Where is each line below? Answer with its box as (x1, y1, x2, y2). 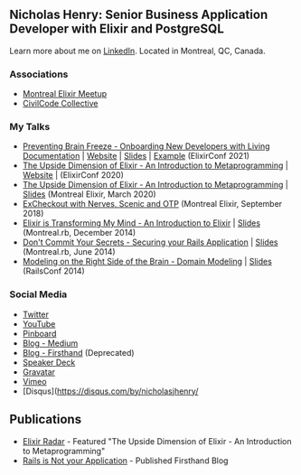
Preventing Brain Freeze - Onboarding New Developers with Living (22, 141, 270, 152)
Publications (9, 412, 82, 427)
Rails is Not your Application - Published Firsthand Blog (22, 455, 229, 466)
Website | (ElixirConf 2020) (22, 170, 125, 181)
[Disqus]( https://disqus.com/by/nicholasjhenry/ (22, 386, 199, 396)
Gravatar (22, 366, 56, 377)
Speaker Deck (22, 357, 76, 368)
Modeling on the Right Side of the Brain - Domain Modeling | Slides (22, 256, 273, 267)
